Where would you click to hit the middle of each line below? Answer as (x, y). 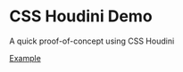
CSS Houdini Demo (81, 16)
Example (25, 58)
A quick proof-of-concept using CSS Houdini (92, 41)
